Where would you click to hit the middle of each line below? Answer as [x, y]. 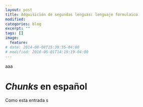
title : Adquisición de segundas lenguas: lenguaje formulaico [71, 15]
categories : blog [23, 24]
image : [12, 38]
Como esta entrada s [27, 100]
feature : [19, 43]
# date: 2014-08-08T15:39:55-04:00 [42, 47]
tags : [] [14, 33]
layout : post [19, 10]
